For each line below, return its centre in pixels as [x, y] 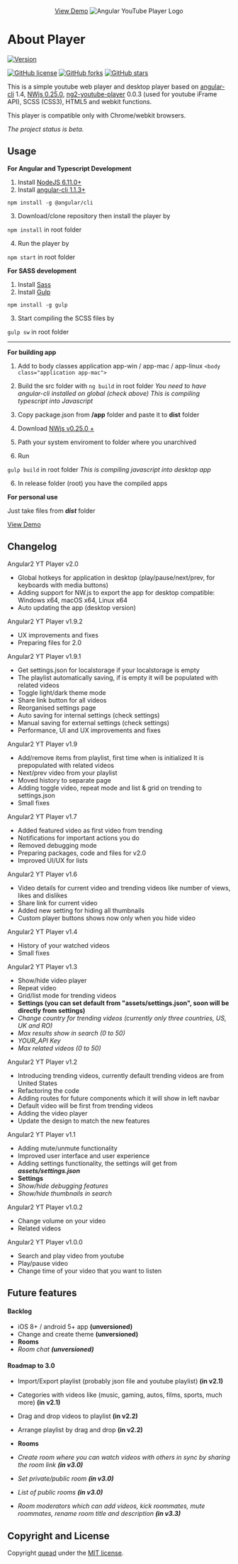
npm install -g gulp [38, 305]
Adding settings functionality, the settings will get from [97, 1163]
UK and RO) [35, 1025]
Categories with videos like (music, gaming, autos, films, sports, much [120, 1395]
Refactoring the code [49, 1090]
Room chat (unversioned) [56, 1349]
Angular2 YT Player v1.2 [42, 1062]
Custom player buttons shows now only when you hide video [107, 918]
